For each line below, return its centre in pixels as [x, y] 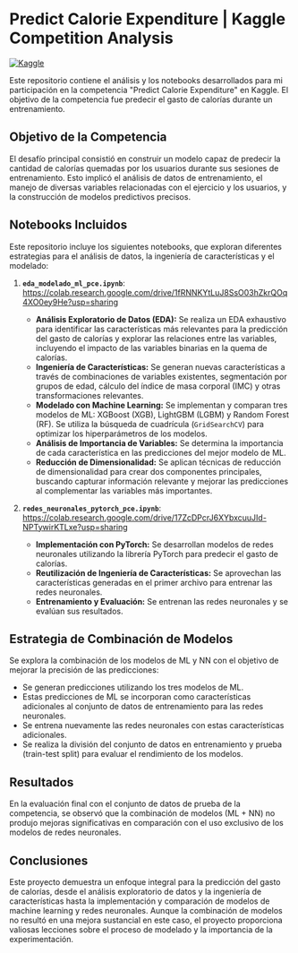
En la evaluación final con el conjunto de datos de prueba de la [125, 804]
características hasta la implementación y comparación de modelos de [140, 901]
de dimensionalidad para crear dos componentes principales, [149, 471]
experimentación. [42, 939]
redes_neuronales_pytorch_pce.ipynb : [92, 508]
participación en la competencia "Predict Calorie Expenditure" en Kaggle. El [149, 90]
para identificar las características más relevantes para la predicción [162, 329]
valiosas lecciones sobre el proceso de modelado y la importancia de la [141, 930]
